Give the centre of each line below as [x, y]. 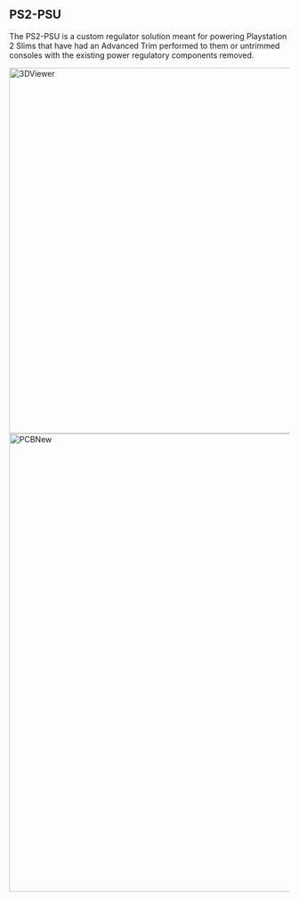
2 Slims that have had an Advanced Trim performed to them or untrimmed [145, 45]
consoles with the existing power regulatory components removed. [132, 55]
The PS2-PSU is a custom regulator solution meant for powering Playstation [148, 36]
